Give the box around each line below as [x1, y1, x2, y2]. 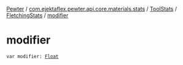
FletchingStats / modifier [6, 12, 69, 19]
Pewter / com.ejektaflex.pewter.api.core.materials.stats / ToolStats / [6, 6, 177, 12]
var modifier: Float [6, 53, 59, 59]
